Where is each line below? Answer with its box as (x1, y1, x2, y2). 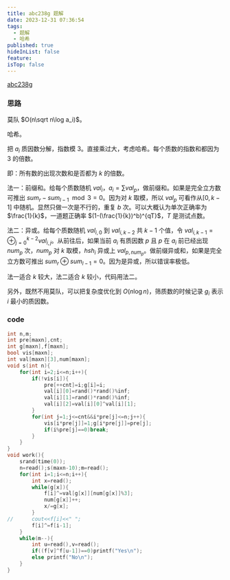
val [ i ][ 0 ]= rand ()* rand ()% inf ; (43, 388, 130, 395)
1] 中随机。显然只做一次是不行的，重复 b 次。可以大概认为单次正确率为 (7, 203, 207, 212)
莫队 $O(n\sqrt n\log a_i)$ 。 (7, 115, 86, 124)
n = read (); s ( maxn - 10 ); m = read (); (19, 465, 109, 471)
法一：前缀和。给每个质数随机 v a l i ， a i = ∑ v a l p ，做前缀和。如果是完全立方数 (7, 183, 222, 193)
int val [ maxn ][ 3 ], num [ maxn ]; (7, 356, 91, 363)
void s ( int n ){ (7, 362, 51, 369)
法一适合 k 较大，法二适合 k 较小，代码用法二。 (7, 273, 141, 281)
